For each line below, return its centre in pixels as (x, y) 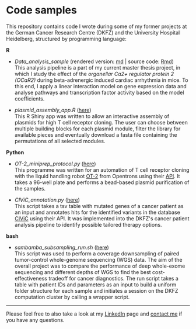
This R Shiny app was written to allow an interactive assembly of (92, 116)
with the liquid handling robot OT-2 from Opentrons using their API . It (97, 176)
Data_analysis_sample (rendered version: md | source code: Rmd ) (94, 61)
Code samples (41, 10)
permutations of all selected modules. (60, 141)
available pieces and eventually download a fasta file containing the (96, 134)
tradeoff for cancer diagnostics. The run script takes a (114, 278)
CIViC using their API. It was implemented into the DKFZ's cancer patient (102, 218)
